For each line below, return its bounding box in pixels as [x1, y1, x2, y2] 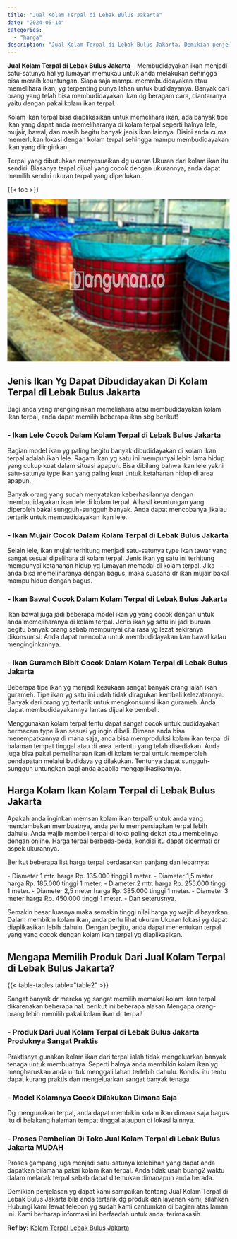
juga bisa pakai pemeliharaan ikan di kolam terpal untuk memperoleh [7, 749, 207, 757]
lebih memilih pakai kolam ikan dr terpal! [25, 1010, 143, 1018]
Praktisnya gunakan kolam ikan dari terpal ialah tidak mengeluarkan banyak [7, 1052, 227, 1061]
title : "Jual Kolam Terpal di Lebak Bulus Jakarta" [7, 11, 162, 18]
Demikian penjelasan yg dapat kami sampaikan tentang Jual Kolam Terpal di [7, 1187, 229, 1196]
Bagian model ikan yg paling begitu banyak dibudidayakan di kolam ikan [7, 446, 217, 455]
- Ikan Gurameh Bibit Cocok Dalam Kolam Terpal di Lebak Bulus [7, 658, 228, 668]
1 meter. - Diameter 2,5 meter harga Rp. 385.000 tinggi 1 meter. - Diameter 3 [7, 887, 229, 895]
